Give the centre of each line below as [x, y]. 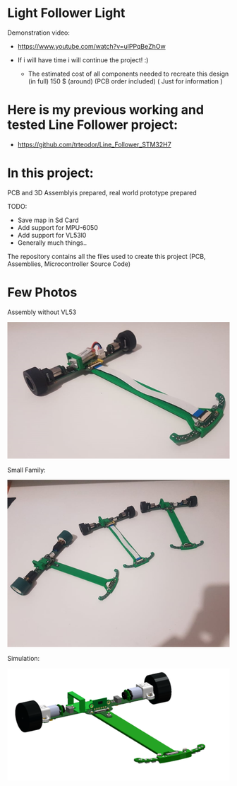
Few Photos [42, 292]
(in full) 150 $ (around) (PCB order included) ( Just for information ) [125, 81]
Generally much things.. [52, 243]
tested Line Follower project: [93, 125]
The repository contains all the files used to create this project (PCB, [107, 256]
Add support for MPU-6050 [58, 227]
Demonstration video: [39, 33]
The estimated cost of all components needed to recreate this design [128, 74]
